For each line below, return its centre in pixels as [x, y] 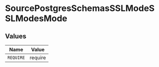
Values [16, 36]
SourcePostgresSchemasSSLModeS [80, 8]
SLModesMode [36, 18]
